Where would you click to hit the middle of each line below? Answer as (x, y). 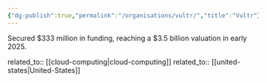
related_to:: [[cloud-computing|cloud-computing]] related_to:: (109, 62)
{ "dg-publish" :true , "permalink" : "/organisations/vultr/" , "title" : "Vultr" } (134, 15)
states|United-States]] (44, 70)
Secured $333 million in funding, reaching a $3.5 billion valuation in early (128, 38)
